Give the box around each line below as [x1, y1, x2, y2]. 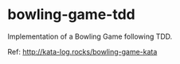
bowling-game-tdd [7, 6, 136, 24]
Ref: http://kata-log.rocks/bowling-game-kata [7, 47, 158, 56]
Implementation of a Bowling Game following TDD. [7, 32, 173, 41]
